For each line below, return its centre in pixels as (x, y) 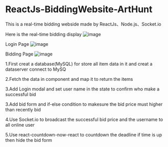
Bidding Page (19, 54)
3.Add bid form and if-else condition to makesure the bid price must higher (84, 104)
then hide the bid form (29, 140)
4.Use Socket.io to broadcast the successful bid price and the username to (84, 119)
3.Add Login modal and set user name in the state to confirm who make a (82, 89)
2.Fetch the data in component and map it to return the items (69, 79)
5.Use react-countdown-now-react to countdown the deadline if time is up (84, 135)
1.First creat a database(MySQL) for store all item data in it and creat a (79, 64)
